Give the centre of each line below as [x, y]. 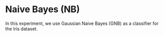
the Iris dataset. [22, 28]
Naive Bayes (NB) [43, 9]
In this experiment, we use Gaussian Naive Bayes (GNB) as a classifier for [82, 23]
